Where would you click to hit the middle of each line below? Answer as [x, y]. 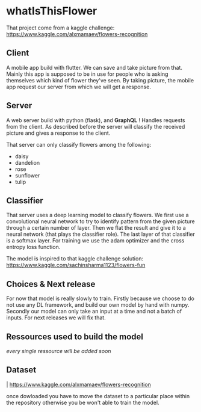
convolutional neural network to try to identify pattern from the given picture [101, 221]
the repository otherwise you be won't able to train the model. [83, 402]
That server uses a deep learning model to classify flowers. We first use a [97, 215]
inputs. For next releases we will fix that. [56, 318]
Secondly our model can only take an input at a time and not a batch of [94, 312]
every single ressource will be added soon [59, 351]
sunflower [27, 175]
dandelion [27, 162]
